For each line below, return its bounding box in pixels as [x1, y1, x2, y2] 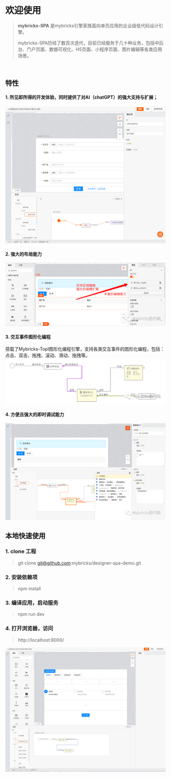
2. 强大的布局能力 [5, 251, 42, 257]
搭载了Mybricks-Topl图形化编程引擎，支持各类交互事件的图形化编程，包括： [5, 346, 165, 352]
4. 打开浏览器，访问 [5, 625, 53, 632]
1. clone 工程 [5, 548, 37, 555]
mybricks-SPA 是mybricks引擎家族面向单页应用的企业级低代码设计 [17, 22, 159, 29]
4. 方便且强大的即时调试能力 [5, 411, 65, 417]
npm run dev [17, 611, 45, 618]
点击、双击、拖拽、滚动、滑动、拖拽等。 [5, 352, 90, 358]
